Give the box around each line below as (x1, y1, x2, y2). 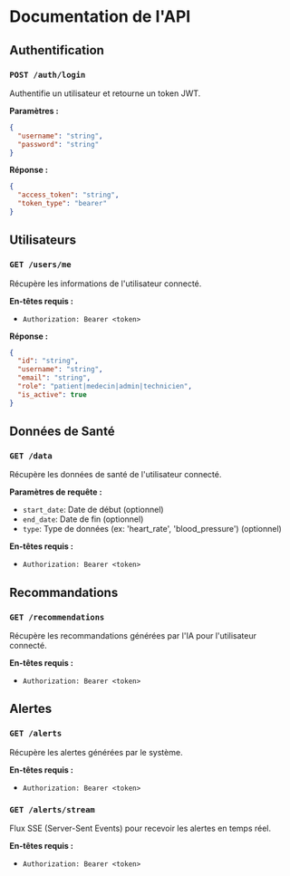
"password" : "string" (17, 140, 100, 149)
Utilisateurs (9, 233, 77, 248)
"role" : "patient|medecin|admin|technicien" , (17, 382, 193, 391)
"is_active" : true (17, 390, 88, 399)
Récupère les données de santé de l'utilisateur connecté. (9, 469, 222, 480)
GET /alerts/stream (9, 804, 95, 814)
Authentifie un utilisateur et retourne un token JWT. (9, 88, 201, 99)
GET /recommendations (9, 611, 105, 622)
